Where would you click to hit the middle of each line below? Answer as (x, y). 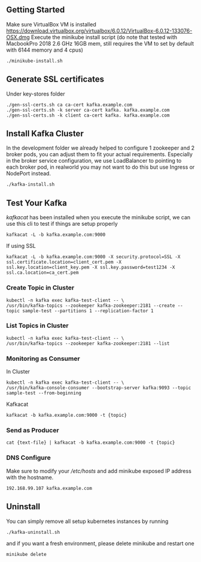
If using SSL (21, 246)
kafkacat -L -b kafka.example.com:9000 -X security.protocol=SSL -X (93, 257)
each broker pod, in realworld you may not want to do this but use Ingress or (100, 167)
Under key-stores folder (36, 94)
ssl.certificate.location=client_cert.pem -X (64, 262)
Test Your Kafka (36, 203)
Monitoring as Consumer (43, 358)
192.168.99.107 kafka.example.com (49, 488)
